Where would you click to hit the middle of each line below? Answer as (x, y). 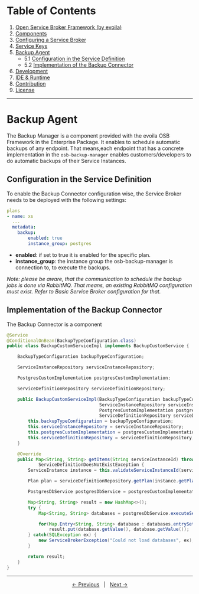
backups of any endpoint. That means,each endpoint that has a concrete (95, 148)
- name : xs (20, 216)
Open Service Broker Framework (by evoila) (68, 27)
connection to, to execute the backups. (63, 267)
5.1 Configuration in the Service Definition (74, 58)
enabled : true (45, 238)
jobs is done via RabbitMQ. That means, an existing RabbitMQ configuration (99, 285)
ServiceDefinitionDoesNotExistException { (91, 465)
